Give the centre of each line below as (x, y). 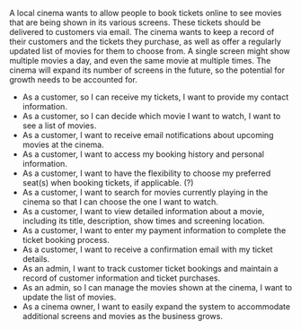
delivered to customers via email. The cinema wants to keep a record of (142, 32)
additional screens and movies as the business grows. (122, 316)
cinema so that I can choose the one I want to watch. (120, 202)
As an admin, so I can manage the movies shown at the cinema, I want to (157, 287)
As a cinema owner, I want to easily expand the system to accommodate (156, 307)
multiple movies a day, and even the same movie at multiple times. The (140, 61)
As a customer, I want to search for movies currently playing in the (145, 192)
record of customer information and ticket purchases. (121, 278)
